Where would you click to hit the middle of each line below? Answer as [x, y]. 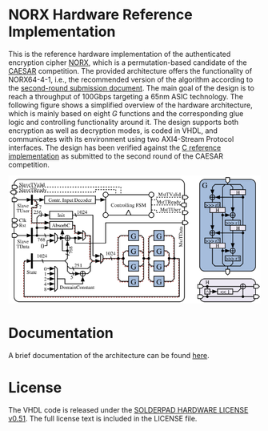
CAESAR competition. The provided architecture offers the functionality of [130, 70]
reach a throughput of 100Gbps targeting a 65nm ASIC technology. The [126, 96]
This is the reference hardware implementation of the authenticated [120, 54]
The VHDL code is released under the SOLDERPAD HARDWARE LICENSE [128, 409]
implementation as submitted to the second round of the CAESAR [116, 156]
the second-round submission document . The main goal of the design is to [131, 88]
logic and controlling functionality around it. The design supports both [123, 122]
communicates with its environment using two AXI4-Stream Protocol [121, 139]
